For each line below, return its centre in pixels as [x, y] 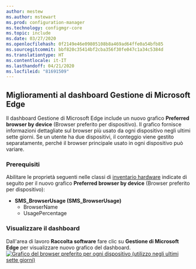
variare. [15, 149]
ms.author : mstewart [31, 17]
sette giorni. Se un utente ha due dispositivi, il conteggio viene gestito [90, 137]
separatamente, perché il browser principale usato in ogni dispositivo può [94, 143]
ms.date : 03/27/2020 [31, 39]
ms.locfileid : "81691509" [37, 71]
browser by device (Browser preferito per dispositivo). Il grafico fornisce [94, 125]
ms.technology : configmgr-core [44, 28]
